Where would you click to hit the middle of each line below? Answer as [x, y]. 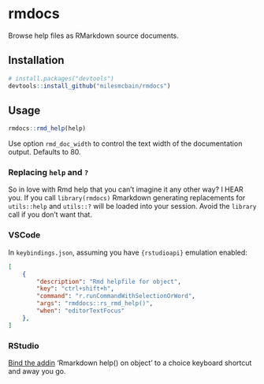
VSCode [24, 235]
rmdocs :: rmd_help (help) [47, 129]
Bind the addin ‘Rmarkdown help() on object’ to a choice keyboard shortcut [130, 363]
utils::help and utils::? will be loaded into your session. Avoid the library [132, 207]
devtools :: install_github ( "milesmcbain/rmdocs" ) [89, 86]
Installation [36, 60]
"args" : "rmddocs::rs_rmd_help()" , [95, 304]
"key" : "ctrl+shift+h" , [75, 289]
